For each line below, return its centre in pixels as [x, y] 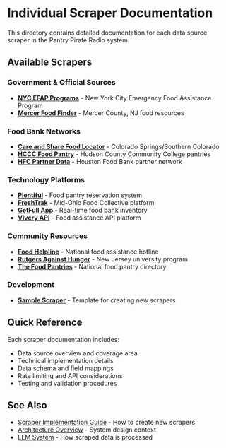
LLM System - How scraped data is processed [85, 437]
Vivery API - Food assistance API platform [79, 218]
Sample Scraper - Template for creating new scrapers [96, 300]
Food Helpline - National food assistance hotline [88, 252]
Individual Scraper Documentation [110, 13]
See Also [27, 405]
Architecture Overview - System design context [87, 430]
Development [31, 285]
